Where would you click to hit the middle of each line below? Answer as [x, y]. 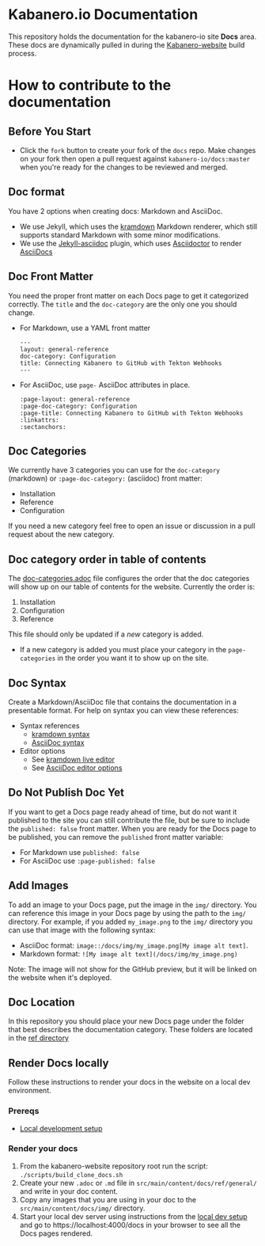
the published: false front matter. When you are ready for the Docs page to [132, 828]
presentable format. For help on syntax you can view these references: [124, 710]
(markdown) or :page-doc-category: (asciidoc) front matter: [106, 479]
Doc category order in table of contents [107, 559]
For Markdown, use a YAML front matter [85, 328]
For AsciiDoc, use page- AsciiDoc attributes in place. [105, 385]
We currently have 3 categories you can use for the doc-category [114, 470]
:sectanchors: [43, 427]
